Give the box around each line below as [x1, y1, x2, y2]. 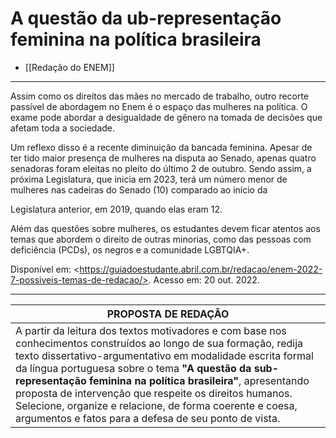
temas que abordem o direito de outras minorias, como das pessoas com [10, 233, 312, 245]
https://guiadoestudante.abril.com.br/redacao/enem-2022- [79, 263, 323, 275]
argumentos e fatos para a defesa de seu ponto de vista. [15, 411, 281, 425]
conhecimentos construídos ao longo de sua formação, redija [15, 336, 304, 350]
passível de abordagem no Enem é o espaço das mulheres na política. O [10, 100, 308, 112]
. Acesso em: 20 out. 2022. [148, 273, 260, 286]
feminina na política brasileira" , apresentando [89, 373, 310, 387]
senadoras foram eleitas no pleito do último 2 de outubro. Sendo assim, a [10, 162, 312, 174]
